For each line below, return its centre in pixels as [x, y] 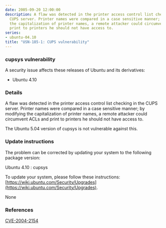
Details [14, 92]
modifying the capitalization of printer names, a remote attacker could [76, 114]
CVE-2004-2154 [22, 221]
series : [13, 33]
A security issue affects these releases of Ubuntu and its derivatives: [75, 70]
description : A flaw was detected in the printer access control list [79, 14]
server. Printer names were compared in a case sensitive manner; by [75, 109]
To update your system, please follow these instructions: [62, 177]
